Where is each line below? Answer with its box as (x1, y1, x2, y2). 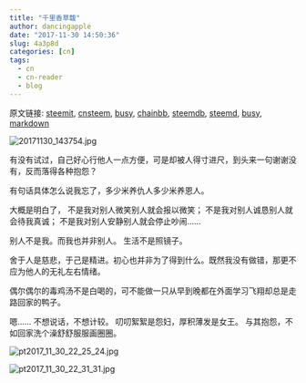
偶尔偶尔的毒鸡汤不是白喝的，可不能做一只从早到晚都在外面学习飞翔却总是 (9, 285, 289, 296)
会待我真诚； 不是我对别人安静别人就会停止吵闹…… (9, 215, 202, 226)
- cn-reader (17, 73, 64, 82)
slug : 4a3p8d (9, 38, 59, 48)
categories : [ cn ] (9, 47, 76, 57)
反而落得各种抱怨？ (25, 165, 97, 176)
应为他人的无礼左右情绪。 (9, 265, 106, 276)
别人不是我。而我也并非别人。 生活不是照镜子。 (9, 234, 188, 246)
